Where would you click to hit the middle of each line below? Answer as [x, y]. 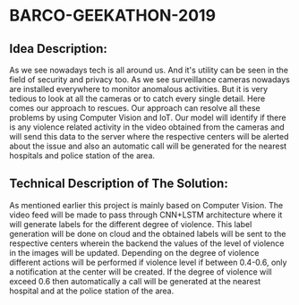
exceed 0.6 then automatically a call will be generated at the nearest [135, 281]
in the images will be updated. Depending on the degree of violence [134, 252]
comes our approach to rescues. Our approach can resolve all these [135, 108]
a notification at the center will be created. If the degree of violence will [141, 271]
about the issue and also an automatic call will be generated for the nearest [148, 146]
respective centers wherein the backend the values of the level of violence [147, 243]
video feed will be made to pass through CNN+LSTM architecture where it [146, 215]
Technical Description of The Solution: [119, 184]
